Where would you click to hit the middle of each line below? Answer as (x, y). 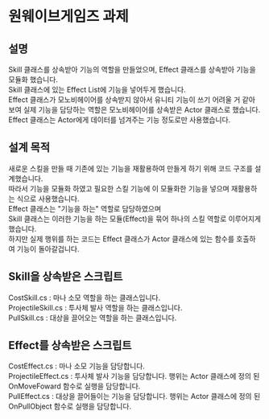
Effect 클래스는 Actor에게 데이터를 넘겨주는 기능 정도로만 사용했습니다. (120, 120)
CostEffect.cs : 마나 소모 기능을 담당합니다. (77, 366)
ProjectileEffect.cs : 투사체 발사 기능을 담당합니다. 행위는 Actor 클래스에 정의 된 (134, 376)
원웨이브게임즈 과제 (68, 16)
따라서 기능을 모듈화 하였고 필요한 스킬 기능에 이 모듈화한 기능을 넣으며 (119, 188)
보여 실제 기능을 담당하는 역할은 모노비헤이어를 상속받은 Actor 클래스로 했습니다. (134, 110)
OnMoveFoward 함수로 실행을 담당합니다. (74, 386)
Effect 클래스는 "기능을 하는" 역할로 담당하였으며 (85, 208)
